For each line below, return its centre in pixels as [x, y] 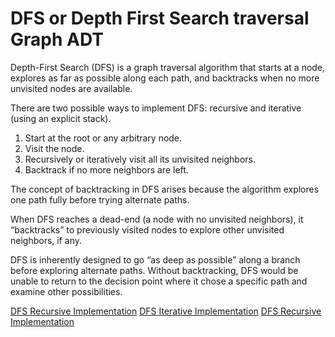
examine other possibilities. [66, 291]
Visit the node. [54, 148]
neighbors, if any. [46, 240]
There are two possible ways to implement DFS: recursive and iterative [156, 108]
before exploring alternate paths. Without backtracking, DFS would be [154, 270]
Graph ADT [57, 39]
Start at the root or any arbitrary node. [103, 138]
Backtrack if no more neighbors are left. [106, 169]
